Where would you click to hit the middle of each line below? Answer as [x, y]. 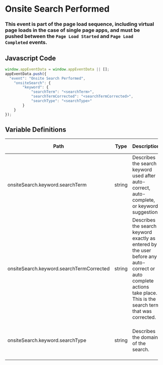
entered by [145, 244]
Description [146, 146]
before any [145, 257]
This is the [144, 299]
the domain [145, 337]
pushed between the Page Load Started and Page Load [69, 36]
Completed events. [26, 42]
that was [142, 311]
